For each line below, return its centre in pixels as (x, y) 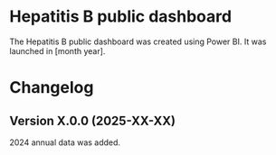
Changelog (52, 88)
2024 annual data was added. (65, 142)
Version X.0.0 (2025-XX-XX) (93, 120)
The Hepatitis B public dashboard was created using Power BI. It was (138, 41)
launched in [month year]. (57, 50)
